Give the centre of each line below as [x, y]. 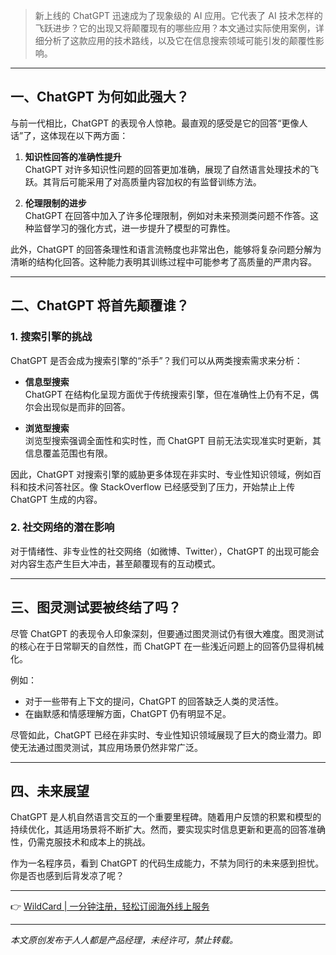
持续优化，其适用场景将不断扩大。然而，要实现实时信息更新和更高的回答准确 [168, 830]
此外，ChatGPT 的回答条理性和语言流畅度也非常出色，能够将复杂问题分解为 [166, 249]
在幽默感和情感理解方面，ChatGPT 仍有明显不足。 [128, 713]
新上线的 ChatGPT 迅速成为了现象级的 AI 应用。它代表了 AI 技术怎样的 [178, 15]
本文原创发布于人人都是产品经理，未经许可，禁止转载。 [124, 940]
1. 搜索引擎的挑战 [51, 337]
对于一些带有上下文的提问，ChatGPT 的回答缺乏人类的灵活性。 [154, 701]
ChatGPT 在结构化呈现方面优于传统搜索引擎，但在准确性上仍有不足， [167, 394]
